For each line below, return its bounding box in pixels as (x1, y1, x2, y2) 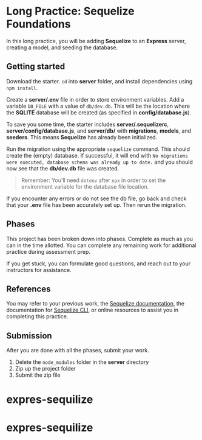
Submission (6, 330, 53, 341)
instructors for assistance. (6, 266, 72, 273)
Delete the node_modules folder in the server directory (15, 358, 149, 366)
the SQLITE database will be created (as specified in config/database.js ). (6, 108, 192, 116)
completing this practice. (6, 313, 69, 320)
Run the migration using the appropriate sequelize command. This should (6, 145, 190, 153)
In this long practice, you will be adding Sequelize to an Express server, (6, 37, 186, 44)
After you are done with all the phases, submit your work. (6, 347, 150, 354)
